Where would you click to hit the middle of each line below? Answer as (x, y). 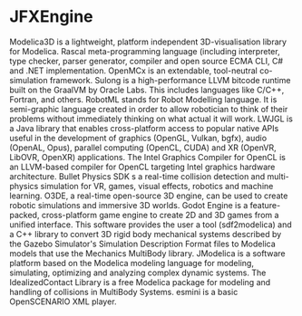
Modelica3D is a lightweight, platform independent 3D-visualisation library (148, 42)
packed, (24, 215)
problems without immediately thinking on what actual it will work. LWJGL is (151, 119)
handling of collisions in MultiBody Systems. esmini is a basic (124, 292)
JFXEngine (51, 17)
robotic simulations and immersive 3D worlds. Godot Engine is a (129, 205)
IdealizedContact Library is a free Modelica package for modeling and (140, 282)
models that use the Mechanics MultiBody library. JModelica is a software (147, 253)
